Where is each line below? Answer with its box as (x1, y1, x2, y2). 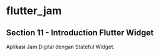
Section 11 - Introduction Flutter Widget (6, 28, 154, 38)
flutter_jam (6, 4, 62, 18)
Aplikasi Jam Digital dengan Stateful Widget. (6, 43, 115, 50)
